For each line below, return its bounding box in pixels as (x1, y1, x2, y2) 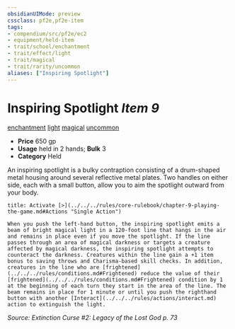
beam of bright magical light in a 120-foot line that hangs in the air (7, 227, 227, 234)
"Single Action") (70, 208, 122, 216)
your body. (7, 188, 39, 197)
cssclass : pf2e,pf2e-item (7, 17, 84, 24)
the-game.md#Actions (7, 208, 69, 216)
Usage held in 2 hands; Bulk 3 (17, 144, 106, 153)
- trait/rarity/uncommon (7, 63, 81, 70)
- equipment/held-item (7, 37, 74, 44)
